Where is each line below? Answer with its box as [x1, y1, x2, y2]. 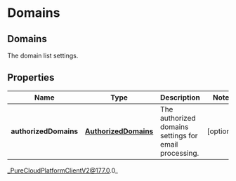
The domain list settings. [7, 51, 79, 60]
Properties [7, 72, 55, 83]
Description [160, 93, 200, 102]
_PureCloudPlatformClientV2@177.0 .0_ [7, 166, 118, 175]
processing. [160, 148, 199, 158]
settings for [160, 130, 198, 140]
